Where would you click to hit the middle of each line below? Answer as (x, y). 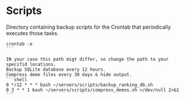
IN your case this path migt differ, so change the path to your (87, 59)
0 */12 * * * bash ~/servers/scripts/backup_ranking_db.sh (80, 85)
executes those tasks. (32, 33)
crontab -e (19, 44)
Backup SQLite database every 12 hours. (56, 69)
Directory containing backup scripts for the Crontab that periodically (88, 27)
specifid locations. (31, 64)
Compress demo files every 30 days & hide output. (69, 74)
